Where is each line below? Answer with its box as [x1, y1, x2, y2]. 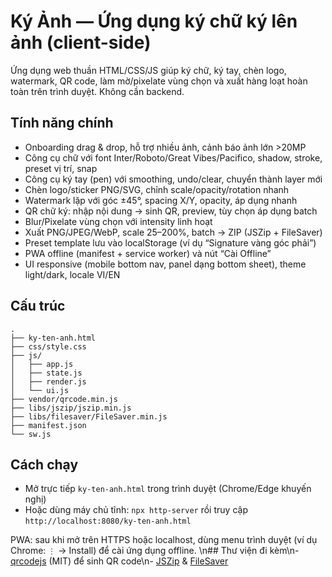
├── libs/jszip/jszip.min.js [10, 403, 132, 413]
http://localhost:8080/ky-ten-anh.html [24, 516, 192, 527]
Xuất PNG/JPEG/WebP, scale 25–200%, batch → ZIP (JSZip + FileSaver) [24, 226, 323, 238]
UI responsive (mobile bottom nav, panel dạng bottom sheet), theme [24, 258, 307, 270]
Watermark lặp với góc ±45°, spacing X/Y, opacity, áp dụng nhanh [24, 194, 298, 206]
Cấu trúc [10, 298, 66, 315]
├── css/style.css [10, 341, 87, 352]
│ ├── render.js [10, 376, 87, 387]
